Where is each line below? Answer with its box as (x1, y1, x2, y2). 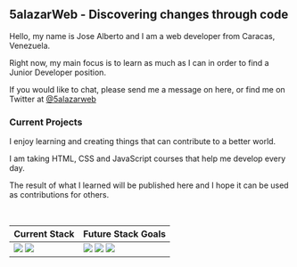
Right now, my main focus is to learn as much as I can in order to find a (9, 57, 269, 68)
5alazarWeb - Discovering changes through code (9, 7, 289, 22)
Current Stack (13, 228, 75, 240)
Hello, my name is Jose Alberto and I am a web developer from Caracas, (9, 30, 276, 41)
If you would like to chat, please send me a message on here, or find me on (9, 84, 285, 94)
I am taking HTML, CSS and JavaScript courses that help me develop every (9, 153, 286, 164)
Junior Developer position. (9, 67, 107, 77)
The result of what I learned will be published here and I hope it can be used (9, 180, 289, 190)
